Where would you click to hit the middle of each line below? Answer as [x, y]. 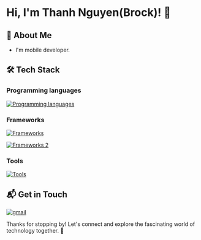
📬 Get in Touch [37, 194]
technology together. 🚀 [35, 231]
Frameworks [25, 120]
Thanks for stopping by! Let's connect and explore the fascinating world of [100, 224]
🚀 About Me [29, 35]
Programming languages [44, 90]
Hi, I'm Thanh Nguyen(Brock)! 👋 [89, 13]
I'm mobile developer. [43, 50]
